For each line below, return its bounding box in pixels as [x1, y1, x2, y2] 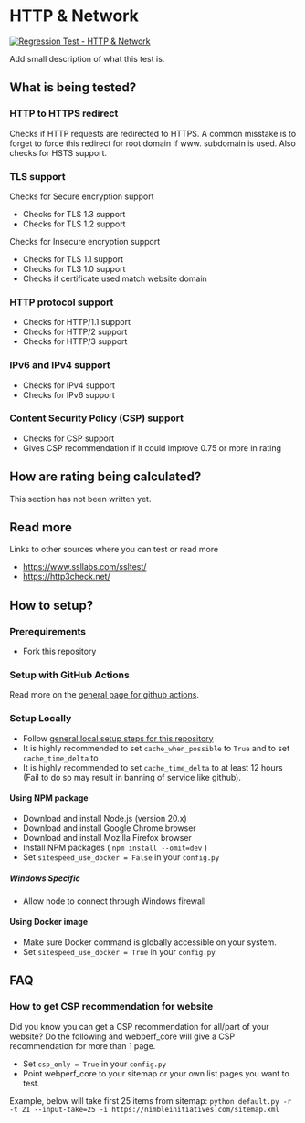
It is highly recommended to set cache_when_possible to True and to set [22, 742, 290, 753]
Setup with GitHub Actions [9, 668, 130, 681]
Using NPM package [9, 792, 89, 803]
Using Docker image [9, 917, 89, 928]
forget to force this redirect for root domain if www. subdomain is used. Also [9, 138, 297, 149]
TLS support [9, 170, 66, 183]
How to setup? [9, 597, 94, 613]
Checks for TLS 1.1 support [22, 253, 124, 265]
